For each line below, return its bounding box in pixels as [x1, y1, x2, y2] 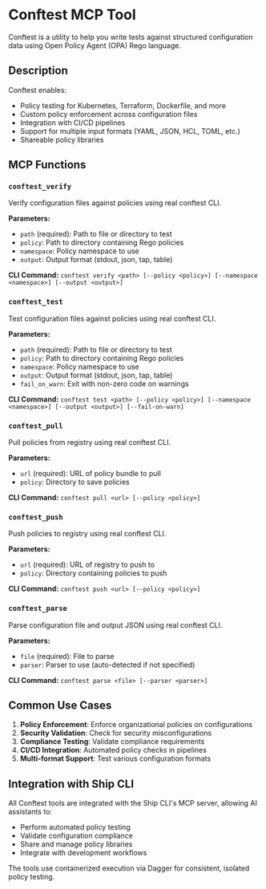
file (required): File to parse [19, 651, 115, 661]
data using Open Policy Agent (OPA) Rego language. [8, 40, 182, 50]
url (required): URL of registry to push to [19, 560, 155, 570]
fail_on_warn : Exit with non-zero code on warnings [19, 378, 190, 388]
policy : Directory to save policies [19, 477, 130, 487]
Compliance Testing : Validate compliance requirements [19, 737, 205, 746]
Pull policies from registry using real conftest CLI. [8, 438, 171, 447]
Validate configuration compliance [19, 831, 134, 841]
